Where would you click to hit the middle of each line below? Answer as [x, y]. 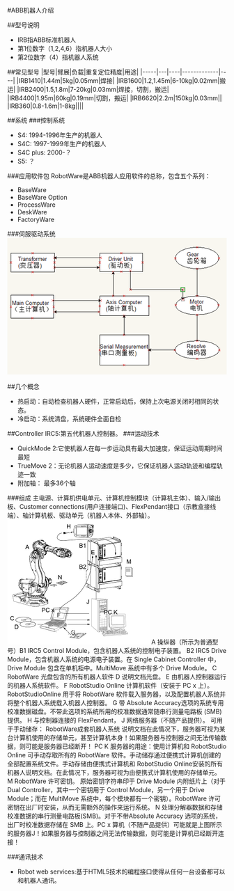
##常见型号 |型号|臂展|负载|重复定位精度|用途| [73, 72]
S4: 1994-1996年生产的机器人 [60, 135]
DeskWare [32, 212]
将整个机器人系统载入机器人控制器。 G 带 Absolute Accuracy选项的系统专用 [116, 703]
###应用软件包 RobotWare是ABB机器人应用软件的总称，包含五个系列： [109, 176]
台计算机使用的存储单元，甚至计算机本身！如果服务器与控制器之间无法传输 [114, 738]
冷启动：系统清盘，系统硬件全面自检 [69, 419]
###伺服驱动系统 [31, 234]
